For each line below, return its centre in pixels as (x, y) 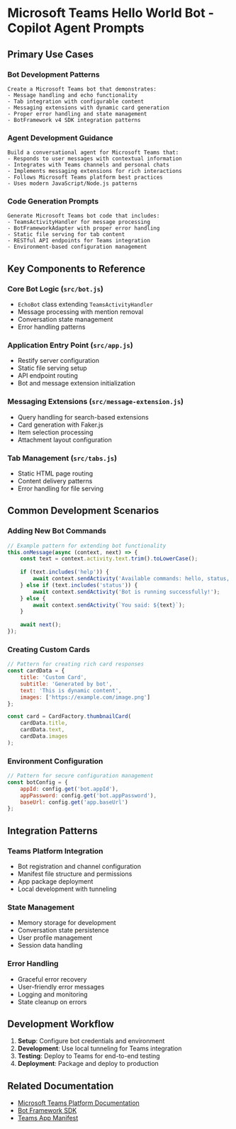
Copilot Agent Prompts (76, 28)
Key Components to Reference (76, 268)
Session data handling (50, 945)
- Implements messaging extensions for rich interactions (95, 172)
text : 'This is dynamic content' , (71, 690)
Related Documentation (61, 1086)
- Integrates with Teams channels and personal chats (89, 165)
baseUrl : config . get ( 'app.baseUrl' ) (74, 802)
